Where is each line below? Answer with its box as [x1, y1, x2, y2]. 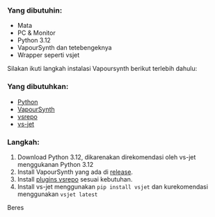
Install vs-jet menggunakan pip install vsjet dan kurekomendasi [17, 182, 209, 191]
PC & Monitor [17, 29, 56, 37]
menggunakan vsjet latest [17, 190, 98, 198]
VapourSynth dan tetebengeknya [17, 44, 113, 52]
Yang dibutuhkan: [7, 82, 69, 92]
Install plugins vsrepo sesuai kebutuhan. [17, 175, 133, 183]
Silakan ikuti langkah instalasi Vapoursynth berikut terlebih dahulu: [7, 65, 198, 73]
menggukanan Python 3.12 [17, 160, 94, 168]
